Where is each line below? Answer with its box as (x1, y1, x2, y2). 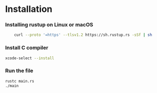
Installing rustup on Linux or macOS (5, 21, 93, 28)
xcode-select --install (5, 56, 55, 61)
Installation (5, 3, 53, 15)
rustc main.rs (5, 79, 35, 84)
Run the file (5, 67, 34, 74)
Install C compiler (5, 44, 49, 51)
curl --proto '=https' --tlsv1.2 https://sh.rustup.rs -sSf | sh (14, 32, 153, 38)
